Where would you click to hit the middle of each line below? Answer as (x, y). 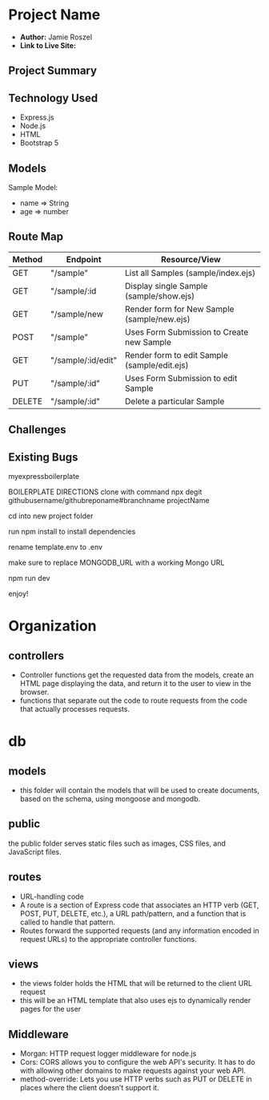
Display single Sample (167, 286)
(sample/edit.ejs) (157, 365)
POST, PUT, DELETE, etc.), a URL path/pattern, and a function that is (133, 913)
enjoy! (18, 593)
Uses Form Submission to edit (181, 378)
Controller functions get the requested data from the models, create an (137, 675)
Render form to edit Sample (177, 355)
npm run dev (29, 578)
